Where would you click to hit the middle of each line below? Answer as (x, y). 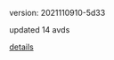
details (21, 47)
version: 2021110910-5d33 (57, 13)
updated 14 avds (40, 30)
